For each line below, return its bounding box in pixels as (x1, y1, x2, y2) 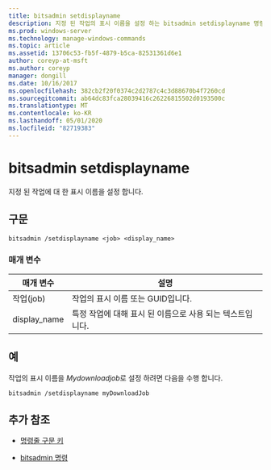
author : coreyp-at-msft (8, 57, 89, 65)
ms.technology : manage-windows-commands (8, 34, 147, 43)
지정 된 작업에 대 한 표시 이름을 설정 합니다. (8, 186, 144, 196)
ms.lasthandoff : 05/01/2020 (8, 117, 103, 125)
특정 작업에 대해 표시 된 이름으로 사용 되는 (71, 308, 221, 319)
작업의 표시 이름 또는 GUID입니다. (71, 293, 192, 304)
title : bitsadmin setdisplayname (8, 11, 121, 20)
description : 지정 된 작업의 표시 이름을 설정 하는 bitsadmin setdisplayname (8, 19, 251, 27)
